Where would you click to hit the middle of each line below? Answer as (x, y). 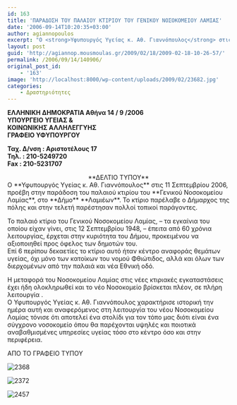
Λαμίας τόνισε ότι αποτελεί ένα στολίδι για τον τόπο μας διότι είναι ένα (113, 318)
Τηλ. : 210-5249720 (37, 157)
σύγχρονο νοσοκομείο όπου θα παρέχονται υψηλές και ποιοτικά (102, 325)
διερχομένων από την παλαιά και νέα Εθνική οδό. (81, 266)
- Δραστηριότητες (45, 92)
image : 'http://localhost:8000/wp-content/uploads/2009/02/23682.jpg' (113, 79)
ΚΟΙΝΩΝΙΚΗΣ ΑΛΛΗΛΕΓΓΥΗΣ (52, 128)
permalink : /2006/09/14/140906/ (55, 60)
